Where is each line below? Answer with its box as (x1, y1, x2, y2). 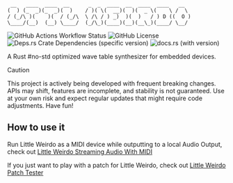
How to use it (7, 122, 65, 134)
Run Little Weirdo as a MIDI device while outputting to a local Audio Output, (7, 140, 223, 148)
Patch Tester (7, 168, 44, 177)
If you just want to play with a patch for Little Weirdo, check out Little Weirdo (7, 161, 226, 169)
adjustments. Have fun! (7, 102, 74, 109)
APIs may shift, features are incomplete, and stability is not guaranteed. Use (7, 87, 225, 95)
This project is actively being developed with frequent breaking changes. (7, 79, 216, 88)
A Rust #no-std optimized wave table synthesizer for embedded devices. (7, 52, 217, 61)
